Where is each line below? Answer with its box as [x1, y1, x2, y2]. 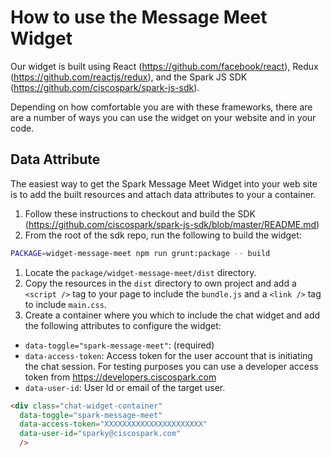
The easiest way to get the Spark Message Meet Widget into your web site [10, 177, 318, 190]
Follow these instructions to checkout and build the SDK [24, 207, 256, 220]
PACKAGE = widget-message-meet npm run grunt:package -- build [10, 248, 271, 258]
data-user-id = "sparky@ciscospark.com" [19, 429, 182, 439]
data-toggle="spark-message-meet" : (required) [24, 339, 215, 351]
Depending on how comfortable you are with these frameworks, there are [10, 101, 313, 113]
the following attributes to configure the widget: [24, 319, 222, 331]
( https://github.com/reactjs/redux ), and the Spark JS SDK [10, 71, 248, 83]
